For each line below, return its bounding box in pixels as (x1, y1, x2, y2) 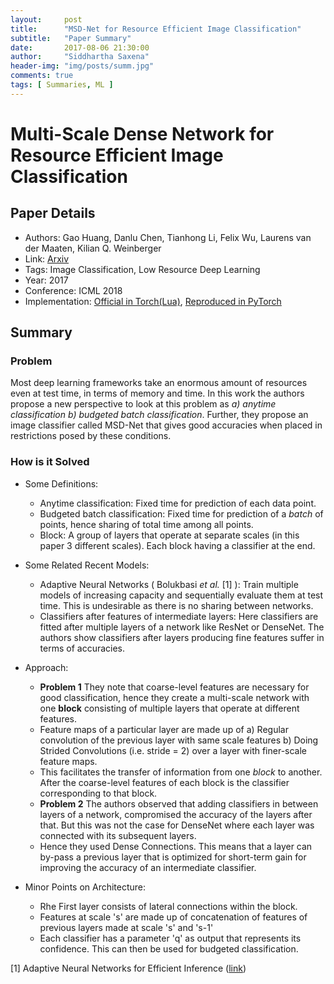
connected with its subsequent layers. (39, 829, 197, 841)
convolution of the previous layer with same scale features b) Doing (39, 734, 319, 746)
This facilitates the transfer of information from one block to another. (39, 766, 323, 778)
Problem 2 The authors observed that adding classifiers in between (39, 797, 319, 810)
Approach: (24, 661, 69, 673)
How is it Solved (10, 455, 90, 469)
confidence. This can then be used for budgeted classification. (39, 942, 299, 955)
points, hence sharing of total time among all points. (39, 518, 254, 530)
